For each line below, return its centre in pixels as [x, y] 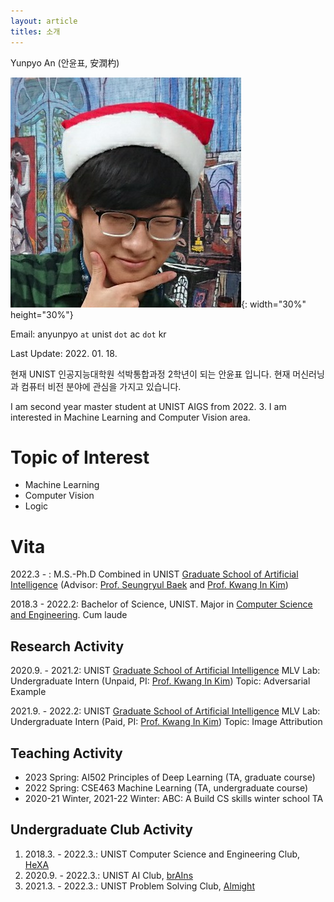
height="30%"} [42, 314]
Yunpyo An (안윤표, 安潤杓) [65, 62]
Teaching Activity [66, 753]
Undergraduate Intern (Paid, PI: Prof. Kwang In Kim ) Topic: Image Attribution [166, 722]
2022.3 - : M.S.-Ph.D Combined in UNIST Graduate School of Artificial [154, 574]
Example [28, 692]
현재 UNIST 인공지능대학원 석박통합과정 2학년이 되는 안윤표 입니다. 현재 [150, 374]
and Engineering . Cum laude [69, 615]
